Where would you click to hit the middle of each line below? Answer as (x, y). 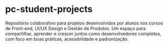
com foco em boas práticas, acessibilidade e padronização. (67, 39)
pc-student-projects (49, 9)
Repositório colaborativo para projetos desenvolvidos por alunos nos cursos (84, 23)
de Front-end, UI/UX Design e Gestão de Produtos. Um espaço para (75, 28)
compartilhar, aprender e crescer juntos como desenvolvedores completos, (83, 33)
